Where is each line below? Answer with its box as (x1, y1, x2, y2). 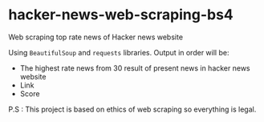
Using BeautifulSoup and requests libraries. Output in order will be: (8, 47, 229, 57)
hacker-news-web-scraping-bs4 (8, 6, 234, 24)
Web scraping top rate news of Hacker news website (8, 32, 183, 42)
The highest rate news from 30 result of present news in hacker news (19, 63, 250, 73)
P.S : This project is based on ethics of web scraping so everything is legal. (8, 104, 257, 114)
